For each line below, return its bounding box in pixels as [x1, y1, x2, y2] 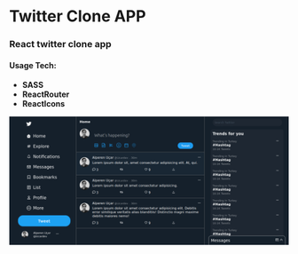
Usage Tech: [9, 60, 57, 70]
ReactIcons [21, 99, 66, 109]
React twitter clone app [9, 38, 113, 51]
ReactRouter [21, 89, 70, 99]
